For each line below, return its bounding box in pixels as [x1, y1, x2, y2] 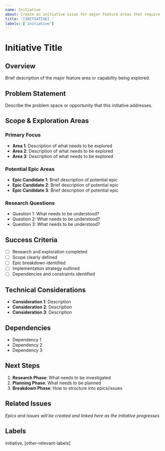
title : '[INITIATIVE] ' [5, 16, 54, 21]
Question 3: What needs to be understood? [12, 221, 100, 227]
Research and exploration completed [12, 249, 87, 255]
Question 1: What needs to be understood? [12, 211, 99, 217]
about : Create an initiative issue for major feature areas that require [5, 12, 161, 17]
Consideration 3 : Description [12, 309, 73, 315]
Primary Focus [5, 131, 41, 138]
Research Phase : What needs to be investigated [12, 374, 111, 380]
